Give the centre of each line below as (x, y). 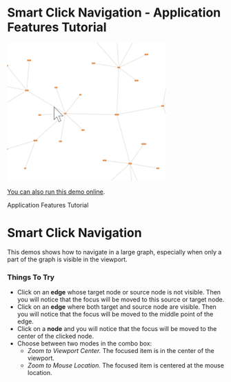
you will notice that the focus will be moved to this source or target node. (121, 300)
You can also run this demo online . (56, 192)
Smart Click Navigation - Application (114, 13)
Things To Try (31, 277)
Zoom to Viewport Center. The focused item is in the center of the (121, 351)
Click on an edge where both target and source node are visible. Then (117, 307)
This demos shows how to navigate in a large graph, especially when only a (114, 252)
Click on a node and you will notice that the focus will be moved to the (117, 329)
